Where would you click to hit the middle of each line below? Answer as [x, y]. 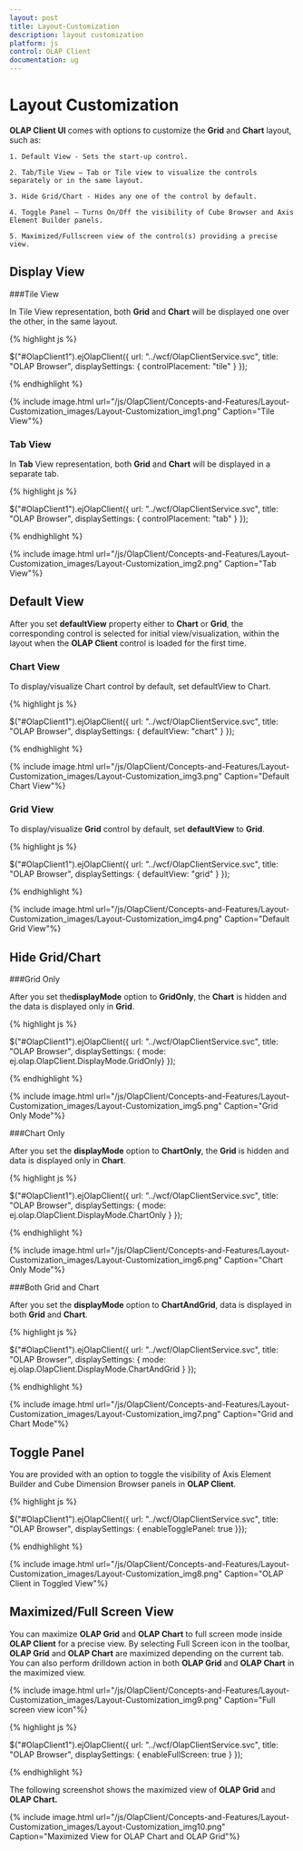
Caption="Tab [250, 564]
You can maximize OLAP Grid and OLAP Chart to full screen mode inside [146, 1634]
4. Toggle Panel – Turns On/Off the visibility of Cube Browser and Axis [152, 212]
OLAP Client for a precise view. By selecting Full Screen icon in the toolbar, [150, 1644]
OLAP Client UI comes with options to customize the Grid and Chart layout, [151, 130]
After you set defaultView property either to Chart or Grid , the [127, 623]
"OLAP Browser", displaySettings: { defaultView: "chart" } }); [122, 731]
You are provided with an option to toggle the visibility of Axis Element [140, 1474]
